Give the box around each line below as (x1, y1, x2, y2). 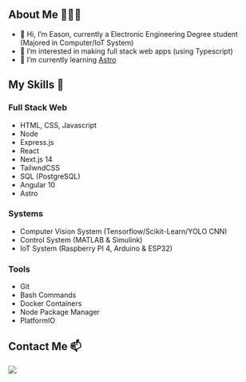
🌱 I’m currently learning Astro (19, 54, 117, 64)
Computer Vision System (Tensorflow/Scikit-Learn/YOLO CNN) (19, 226, 228, 236)
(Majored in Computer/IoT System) (19, 38, 134, 47)
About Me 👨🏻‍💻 (8, 8, 81, 22)
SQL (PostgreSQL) (19, 171, 81, 181)
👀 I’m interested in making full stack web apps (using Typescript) (19, 46, 233, 56)
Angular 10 (19, 179, 56, 189)
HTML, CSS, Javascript (19, 120, 97, 130)
